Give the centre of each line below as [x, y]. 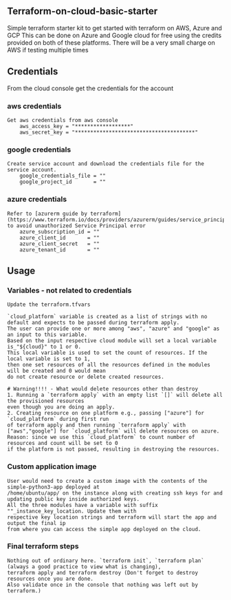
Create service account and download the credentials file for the [106, 164]
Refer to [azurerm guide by [47, 214]
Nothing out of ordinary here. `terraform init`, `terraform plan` [106, 561]
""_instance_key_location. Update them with [72, 511]
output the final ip [37, 523]
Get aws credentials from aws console [63, 120]
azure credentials [37, 199]
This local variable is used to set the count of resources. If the [107, 353]
